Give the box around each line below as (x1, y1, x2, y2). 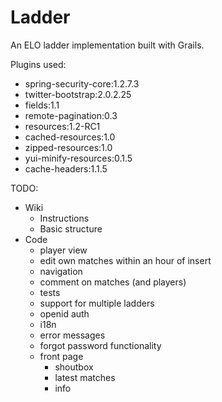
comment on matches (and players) (39, 276, 187, 288)
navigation (39, 265, 83, 277)
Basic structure (39, 222, 103, 235)
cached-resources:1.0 (24, 131, 116, 143)
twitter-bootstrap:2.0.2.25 (24, 88, 132, 100)
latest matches (54, 371, 116, 383)
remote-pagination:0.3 (24, 109, 118, 121)
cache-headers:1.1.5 (24, 162, 108, 175)
